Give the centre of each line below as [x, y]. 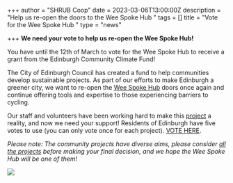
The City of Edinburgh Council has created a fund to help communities [108, 73]
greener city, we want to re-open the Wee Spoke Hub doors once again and [116, 87]
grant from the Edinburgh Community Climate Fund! [81, 59]
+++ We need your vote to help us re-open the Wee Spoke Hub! [101, 38]
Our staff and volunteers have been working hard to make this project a [110, 116]
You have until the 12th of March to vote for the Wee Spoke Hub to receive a [116, 52]
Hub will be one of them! [42, 159]
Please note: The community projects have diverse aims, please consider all [116, 144]
